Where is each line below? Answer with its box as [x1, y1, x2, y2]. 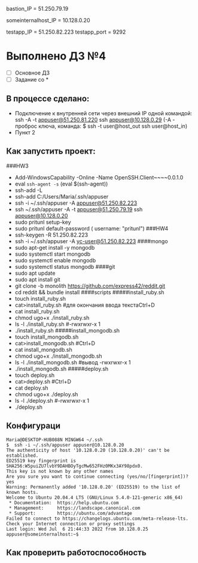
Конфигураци [6, 421, 61, 431]
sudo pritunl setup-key [14, 218, 71, 226]
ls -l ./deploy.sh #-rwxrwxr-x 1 [14, 397, 90, 404]
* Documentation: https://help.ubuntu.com [8, 499, 119, 506]
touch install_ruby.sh [14, 295, 66, 302]
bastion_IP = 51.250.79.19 [6, 5, 69, 12]
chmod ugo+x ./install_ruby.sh [14, 314, 90, 321]
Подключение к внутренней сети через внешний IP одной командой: [14, 109, 193, 116]
